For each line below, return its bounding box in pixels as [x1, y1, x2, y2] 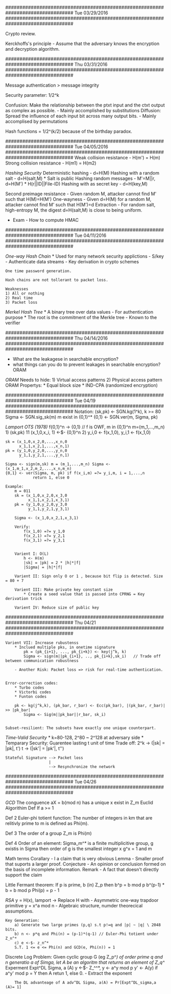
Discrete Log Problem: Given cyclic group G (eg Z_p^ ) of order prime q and [5, 954, 163, 960]
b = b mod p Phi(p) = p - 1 [5, 887, 60, 893]
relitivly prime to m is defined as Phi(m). [5, 820, 89, 826]
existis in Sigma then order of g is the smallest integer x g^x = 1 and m [5, 845, 152, 852]
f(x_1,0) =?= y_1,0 [23, 529, 65, 534]
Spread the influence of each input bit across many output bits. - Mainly [5, 113, 157, 119]
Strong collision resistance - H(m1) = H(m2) [5, 160, 96, 166]
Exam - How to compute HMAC [12, 217, 79, 223]
